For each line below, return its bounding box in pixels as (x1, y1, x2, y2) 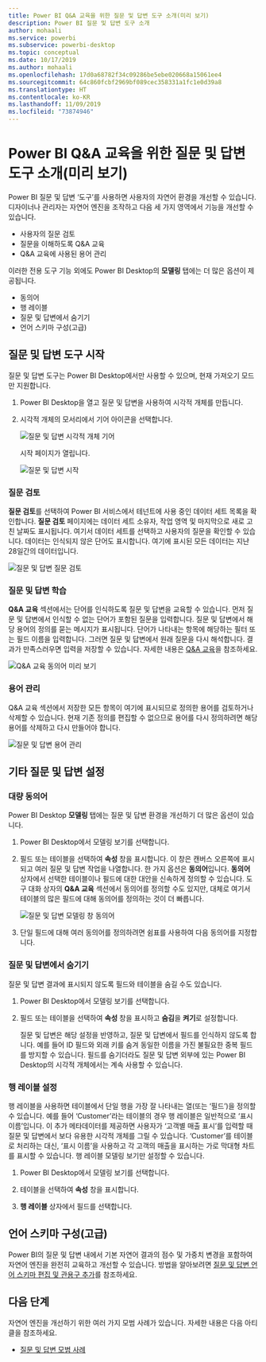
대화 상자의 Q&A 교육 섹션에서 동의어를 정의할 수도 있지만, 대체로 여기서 (28, 884, 251, 893)
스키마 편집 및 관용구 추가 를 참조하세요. (16, 1270, 137, 1279)
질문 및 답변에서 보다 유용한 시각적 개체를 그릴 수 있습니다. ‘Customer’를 (8, 1130, 233, 1140)
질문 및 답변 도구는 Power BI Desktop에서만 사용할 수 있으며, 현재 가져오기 (8, 371, 240, 380)
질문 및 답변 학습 (8, 585, 67, 596)
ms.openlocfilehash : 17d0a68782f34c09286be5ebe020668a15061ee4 (8, 71, 222, 79)
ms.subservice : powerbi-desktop (8, 41, 115, 49)
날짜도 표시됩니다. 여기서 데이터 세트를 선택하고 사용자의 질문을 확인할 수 (16, 527, 241, 536)
